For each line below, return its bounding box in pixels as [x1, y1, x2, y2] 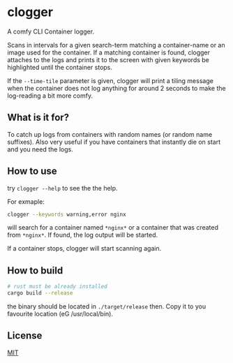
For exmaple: [7, 197, 45, 206]
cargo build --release [7, 290, 73, 297]
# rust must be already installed [7, 283, 108, 290]
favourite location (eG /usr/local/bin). [7, 310, 114, 318]
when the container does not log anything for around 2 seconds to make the [7, 84, 226, 92]
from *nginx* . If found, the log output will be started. [7, 231, 158, 239]
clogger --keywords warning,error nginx [7, 211, 127, 218]
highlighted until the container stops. [7, 63, 113, 71]
